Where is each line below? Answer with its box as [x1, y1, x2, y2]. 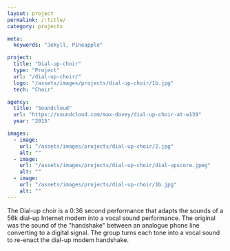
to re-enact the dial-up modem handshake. [7, 235, 129, 244]
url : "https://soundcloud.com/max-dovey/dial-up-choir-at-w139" [13, 111, 202, 118]
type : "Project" [13, 67, 60, 74]
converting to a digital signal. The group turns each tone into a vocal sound [7, 228, 220, 237]
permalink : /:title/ [7, 17, 67, 23]
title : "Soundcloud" [13, 105, 72, 112]
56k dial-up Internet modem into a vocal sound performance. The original [7, 214, 216, 222]
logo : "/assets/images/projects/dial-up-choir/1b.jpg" [13, 80, 174, 87]
